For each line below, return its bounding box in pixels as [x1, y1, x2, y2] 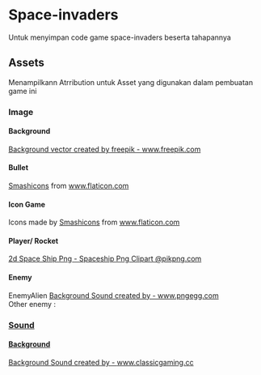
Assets [8, 56, 44, 70]
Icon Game [8, 199, 46, 209]
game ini [8, 86, 37, 96]
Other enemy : [8, 299, 57, 309]
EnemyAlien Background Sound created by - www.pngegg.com [8, 290, 220, 300]
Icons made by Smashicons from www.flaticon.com [8, 217, 180, 228]
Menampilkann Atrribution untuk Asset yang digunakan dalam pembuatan [8, 77, 253, 87]
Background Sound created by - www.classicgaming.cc [8, 357, 194, 367]
